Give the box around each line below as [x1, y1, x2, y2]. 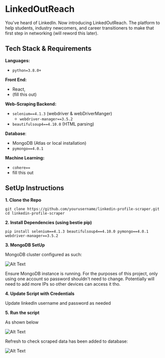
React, [12, 86, 26, 92]
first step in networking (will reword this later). [5, 30, 99, 36]
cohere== [12, 165, 31, 170]
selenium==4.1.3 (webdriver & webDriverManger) [12, 110, 112, 116]
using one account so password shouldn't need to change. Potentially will [5, 276, 155, 282]
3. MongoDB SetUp [5, 242, 45, 248]
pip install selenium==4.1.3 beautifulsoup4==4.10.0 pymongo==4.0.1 [5, 229, 149, 234]
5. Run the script [5, 309, 40, 316]
